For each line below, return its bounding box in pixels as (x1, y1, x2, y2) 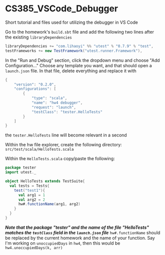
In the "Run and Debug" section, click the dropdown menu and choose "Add (5, 57, 160, 63)
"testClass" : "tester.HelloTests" (31, 109, 103, 114)
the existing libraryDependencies (5, 34, 73, 40)
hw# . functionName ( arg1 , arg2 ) (18, 202, 81, 207)
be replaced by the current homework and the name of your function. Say (5, 235, 155, 241)
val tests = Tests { (9, 183, 50, 188)
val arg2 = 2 (18, 197, 45, 202)
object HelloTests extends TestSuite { (5, 179, 85, 184)
